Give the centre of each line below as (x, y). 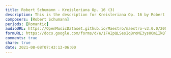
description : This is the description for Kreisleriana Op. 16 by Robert (85, 15)
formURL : (15, 33)
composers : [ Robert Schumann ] (37, 19)
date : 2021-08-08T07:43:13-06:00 (41, 47)
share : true (18, 43)
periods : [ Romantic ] (27, 24)
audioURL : (16, 29)
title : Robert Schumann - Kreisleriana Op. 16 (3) (60, 10)
